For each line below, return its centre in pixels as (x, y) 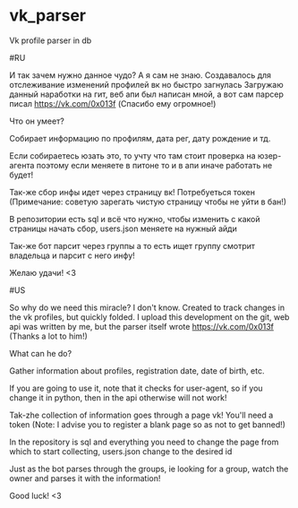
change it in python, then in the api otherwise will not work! (118, 397)
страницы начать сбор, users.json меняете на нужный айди (123, 228)
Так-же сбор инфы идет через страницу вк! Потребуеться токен (132, 192)
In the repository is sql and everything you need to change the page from (144, 442)
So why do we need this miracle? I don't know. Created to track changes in (147, 307)
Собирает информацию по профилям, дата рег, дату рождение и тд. (140, 138)
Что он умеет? (37, 121)
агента (22, 165)
